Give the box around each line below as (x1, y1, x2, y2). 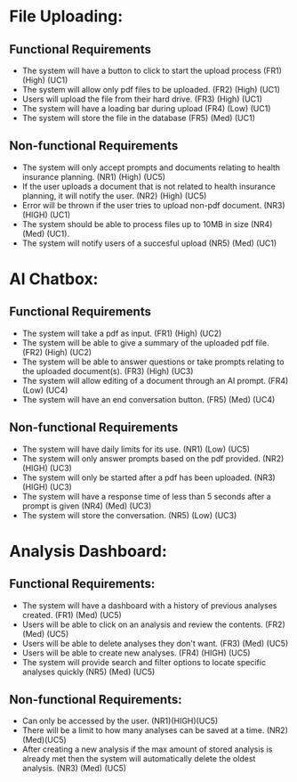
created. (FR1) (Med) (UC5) (21, 609, 122, 620)
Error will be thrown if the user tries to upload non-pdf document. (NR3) (21, 200, 286, 210)
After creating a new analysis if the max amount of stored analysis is (21, 744, 273, 754)
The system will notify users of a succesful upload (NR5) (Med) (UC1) (21, 238, 277, 248)
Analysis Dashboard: (9, 541, 167, 561)
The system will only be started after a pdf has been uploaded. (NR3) (21, 472, 276, 483)
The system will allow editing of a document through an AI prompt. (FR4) (21, 375, 289, 386)
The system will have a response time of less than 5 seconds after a (21, 491, 271, 501)
